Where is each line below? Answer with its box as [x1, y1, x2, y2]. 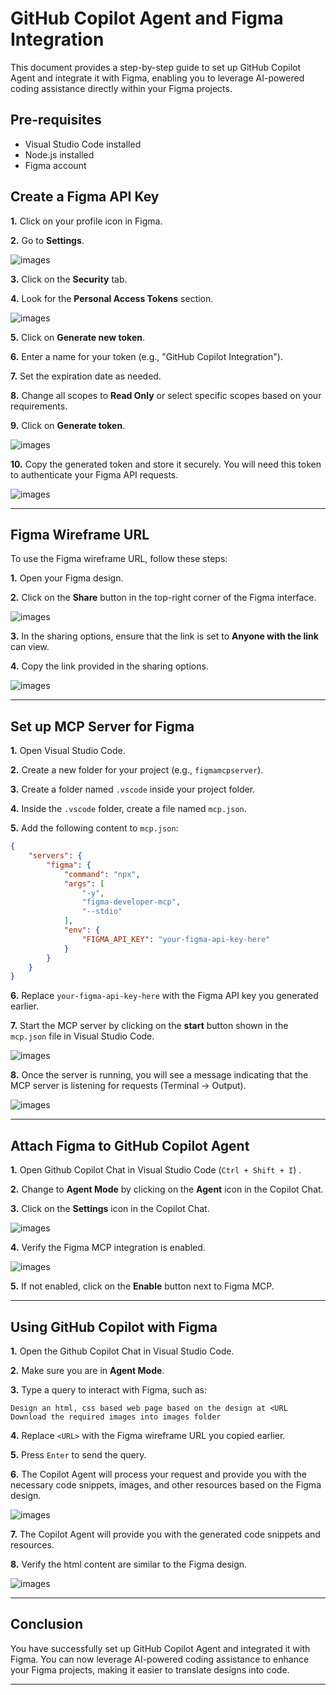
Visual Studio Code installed [24, 138, 142, 150]
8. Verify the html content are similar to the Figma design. [10, 1558, 248, 1570]
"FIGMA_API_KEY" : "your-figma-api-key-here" [81, 934, 271, 944]
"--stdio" [81, 907, 123, 917]
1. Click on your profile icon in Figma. [10, 215, 163, 227]
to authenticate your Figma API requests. [10, 468, 179, 481]
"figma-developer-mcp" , [81, 897, 182, 907]
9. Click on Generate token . [10, 419, 126, 431]
